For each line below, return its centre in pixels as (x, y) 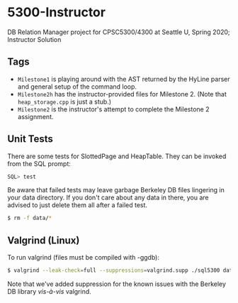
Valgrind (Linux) (44, 240)
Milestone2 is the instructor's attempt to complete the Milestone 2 (113, 109)
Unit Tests (30, 139)
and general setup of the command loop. (77, 87)
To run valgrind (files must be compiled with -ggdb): (83, 258)
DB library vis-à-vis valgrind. (50, 291)
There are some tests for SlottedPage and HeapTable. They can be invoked (117, 156)
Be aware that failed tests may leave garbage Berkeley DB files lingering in (116, 190)
